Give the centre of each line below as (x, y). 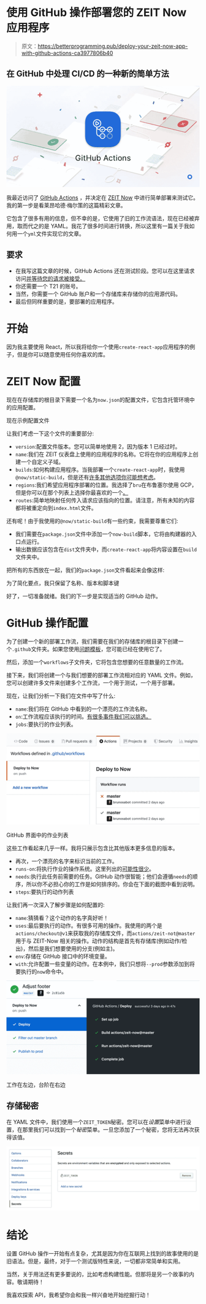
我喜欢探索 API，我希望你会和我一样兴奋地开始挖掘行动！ (79, 1295)
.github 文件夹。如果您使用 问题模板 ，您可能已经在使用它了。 (89, 649)
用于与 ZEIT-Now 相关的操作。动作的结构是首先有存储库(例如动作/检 (101, 941)
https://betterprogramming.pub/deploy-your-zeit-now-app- (113, 46)
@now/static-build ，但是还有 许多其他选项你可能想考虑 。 (87, 477)
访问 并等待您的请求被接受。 (50, 278)
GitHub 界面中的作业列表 (37, 835)
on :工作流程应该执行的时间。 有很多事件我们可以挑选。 (83, 716)
